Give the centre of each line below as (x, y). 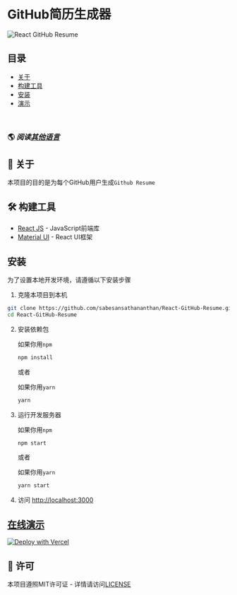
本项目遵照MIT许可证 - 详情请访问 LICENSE (69, 584)
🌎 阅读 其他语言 (34, 137)
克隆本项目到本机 (42, 295)
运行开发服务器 (39, 414)
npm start (32, 443)
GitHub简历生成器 (59, 14)
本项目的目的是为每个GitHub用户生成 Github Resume (81, 182)
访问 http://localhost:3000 (55, 500)
